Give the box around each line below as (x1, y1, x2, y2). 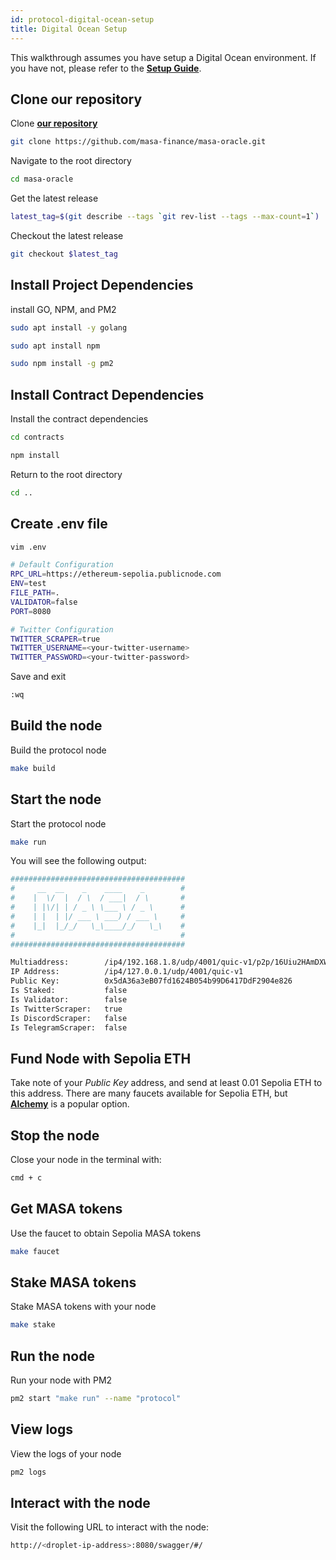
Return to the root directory (10, 468, 123, 480)
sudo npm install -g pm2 (10, 359, 114, 369)
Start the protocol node (10, 817, 107, 830)
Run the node (10, 1347, 95, 1365)
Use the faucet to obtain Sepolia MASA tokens (10, 1227, 202, 1239)
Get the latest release (10, 192, 99, 205)
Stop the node (10, 1127, 100, 1144)
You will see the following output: (10, 855, 147, 867)
